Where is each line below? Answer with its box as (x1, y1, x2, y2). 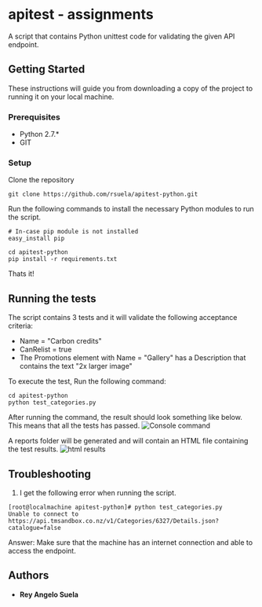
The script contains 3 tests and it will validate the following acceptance (8, 313, 238, 322)
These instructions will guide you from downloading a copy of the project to (8, 83, 253, 93)
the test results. (8, 444, 59, 454)
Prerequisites (8, 112, 60, 123)
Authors (8, 568, 49, 583)
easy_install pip (8, 234, 65, 243)
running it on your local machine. (8, 92, 115, 101)
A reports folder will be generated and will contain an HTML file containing (8, 436, 249, 446)
